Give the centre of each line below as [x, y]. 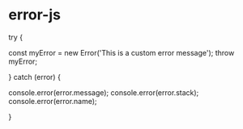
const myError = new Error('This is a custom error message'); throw [122, 52]
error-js [34, 15]
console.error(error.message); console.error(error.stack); [104, 92]
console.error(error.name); [53, 101]
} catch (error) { [34, 77]
